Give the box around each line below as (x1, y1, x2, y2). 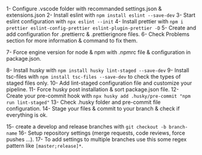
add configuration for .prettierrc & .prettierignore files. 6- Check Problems (6, 31, 190, 38)
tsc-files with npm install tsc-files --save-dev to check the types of (6, 73, 181, 80)
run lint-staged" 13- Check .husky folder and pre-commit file (6, 99, 161, 106)
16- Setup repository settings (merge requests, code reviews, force (18, 129, 186, 136)
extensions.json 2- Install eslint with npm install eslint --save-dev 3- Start (6, 11, 196, 19)
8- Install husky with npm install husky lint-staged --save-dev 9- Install (6, 67, 189, 74)
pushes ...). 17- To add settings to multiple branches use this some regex (6, 136, 187, 143)
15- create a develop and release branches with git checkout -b (6, 123, 167, 130)
